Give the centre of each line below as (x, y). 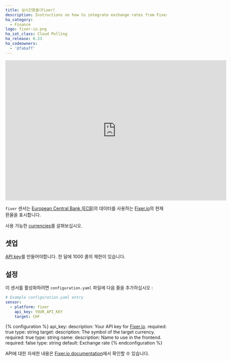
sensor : (14, 302)
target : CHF (27, 316)
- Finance (20, 24)
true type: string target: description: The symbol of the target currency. (80, 332)
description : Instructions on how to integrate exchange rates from (80, 15)
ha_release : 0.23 (24, 39)
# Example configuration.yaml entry (44, 298)
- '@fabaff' (23, 48)
